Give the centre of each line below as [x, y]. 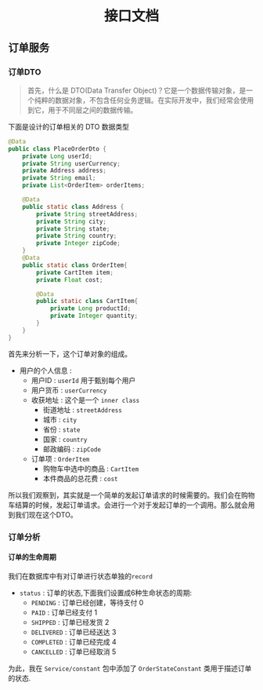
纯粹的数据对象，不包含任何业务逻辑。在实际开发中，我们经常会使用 [144, 100]
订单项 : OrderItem [60, 458]
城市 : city [59, 419]
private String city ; [72, 221]
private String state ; [73, 228]
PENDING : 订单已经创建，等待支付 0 [87, 602]
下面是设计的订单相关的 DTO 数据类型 [68, 126]
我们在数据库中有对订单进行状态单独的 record [80, 576]
